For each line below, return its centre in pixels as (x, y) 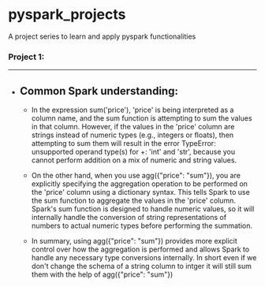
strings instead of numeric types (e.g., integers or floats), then (132, 135)
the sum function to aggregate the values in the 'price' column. (134, 201)
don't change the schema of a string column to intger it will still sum (142, 266)
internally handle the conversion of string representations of (129, 218)
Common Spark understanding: (99, 91)
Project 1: (26, 57)
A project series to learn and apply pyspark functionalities (102, 36)
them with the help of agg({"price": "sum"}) (102, 274)
